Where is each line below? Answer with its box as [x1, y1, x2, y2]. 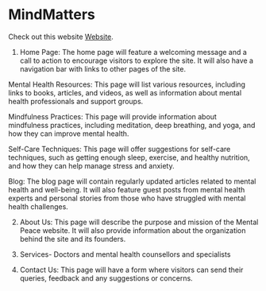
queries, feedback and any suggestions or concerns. [19, 273, 193, 283]
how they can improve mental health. [8, 129, 129, 138]
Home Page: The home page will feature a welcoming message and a [19, 47, 248, 56]
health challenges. [8, 201, 69, 211]
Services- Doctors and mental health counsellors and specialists [19, 249, 231, 259]
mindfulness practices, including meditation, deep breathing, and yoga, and [8, 120, 256, 130]
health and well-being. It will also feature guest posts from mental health [8, 184, 245, 194]
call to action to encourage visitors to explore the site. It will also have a [19, 56, 254, 65]
